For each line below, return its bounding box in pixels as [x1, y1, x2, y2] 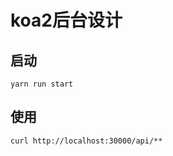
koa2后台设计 [10, 9, 123, 32]
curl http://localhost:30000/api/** [10, 136, 163, 146]
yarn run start [10, 79, 74, 89]
